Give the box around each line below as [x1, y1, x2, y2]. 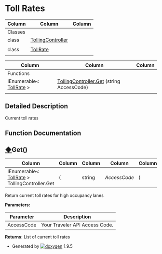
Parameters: [5, 202, 30, 208]
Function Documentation [5, 129, 81, 137]
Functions [7, 70, 30, 76]
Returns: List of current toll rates [5, 234, 70, 239]
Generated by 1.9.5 [12, 243, 73, 249]
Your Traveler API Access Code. [40, 221, 114, 228]
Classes [7, 29, 26, 35]
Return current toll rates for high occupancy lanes [5, 192, 104, 198]
